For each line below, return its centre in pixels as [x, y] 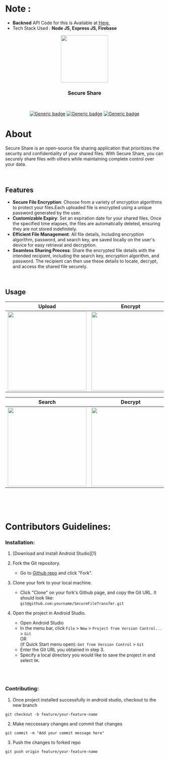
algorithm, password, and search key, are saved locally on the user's [83, 239]
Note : [18, 9]
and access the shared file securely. [50, 266]
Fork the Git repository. [36, 563]
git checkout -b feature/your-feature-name [52, 714]
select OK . [30, 661]
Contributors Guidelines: [58, 526]
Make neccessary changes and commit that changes [67, 724]
